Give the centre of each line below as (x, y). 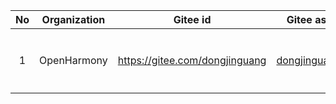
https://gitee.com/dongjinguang (192, 60)
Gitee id (192, 19)
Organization (73, 19)
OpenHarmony (73, 60)
